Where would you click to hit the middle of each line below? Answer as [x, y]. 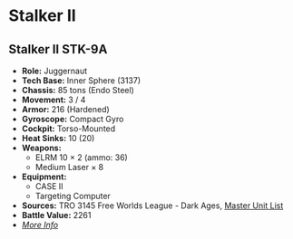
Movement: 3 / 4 [54, 100]
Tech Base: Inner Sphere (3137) [81, 81]
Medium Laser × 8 [69, 167]
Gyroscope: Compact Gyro [73, 119]
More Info [40, 225]
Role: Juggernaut [54, 71]
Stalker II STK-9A [58, 49]
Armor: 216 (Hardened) [65, 109]
